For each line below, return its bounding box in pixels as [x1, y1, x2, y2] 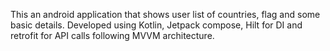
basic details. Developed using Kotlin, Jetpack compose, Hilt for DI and [10, 19, 303, 31]
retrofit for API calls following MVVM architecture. [10, 30, 215, 41]
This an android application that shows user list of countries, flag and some [10, 9, 321, 20]
